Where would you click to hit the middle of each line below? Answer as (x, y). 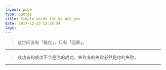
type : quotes (19, 14)
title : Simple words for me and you (43, 19)
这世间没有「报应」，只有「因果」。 (52, 43)
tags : (11, 28)
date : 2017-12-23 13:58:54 (33, 23)
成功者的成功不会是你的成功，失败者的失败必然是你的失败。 (78, 57)
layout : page (19, 10)
